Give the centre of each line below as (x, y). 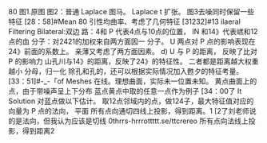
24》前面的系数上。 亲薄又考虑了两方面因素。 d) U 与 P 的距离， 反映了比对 (133, 51)
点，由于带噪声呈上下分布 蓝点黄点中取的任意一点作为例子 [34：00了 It (125, 91)
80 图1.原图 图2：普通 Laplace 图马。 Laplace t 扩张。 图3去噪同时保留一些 (132, 12)
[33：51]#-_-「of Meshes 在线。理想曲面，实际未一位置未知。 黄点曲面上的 (133, 81)
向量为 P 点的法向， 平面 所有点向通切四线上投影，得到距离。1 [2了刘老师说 (132, 111)
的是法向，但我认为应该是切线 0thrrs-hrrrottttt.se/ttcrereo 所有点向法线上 (129, 121)
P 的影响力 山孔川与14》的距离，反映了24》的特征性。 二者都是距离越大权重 (133, 61)
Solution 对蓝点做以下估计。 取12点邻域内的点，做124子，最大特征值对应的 (131, 101)
